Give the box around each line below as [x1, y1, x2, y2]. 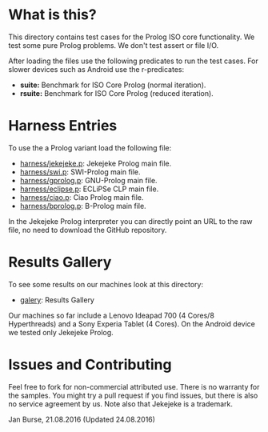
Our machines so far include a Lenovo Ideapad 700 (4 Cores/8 [8, 310, 214, 320]
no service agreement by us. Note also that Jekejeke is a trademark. [8, 398, 234, 409]
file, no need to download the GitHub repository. [8, 225, 167, 234]
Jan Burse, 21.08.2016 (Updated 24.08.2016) [8, 414, 156, 424]
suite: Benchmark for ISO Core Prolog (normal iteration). [19, 80, 206, 90]
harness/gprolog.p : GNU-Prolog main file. [19, 175, 158, 185]
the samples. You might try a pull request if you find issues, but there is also [8, 390, 258, 400]
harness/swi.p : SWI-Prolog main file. [19, 166, 142, 177]
